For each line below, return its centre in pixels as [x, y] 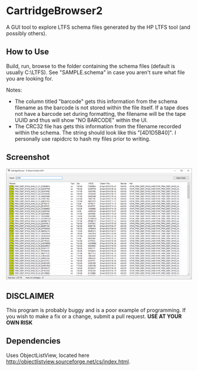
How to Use [28, 52]
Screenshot [28, 157]
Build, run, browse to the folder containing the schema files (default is [91, 66]
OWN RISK [19, 323]
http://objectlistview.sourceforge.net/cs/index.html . [68, 361]
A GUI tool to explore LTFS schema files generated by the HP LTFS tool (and [98, 27]
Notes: [14, 90]
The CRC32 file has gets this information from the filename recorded [98, 126]
